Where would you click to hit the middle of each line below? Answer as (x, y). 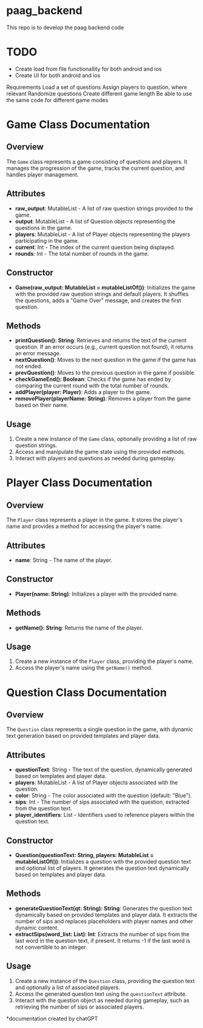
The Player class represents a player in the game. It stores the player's (95, 520)
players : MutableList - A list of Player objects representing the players (103, 234)
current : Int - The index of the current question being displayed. (95, 247)
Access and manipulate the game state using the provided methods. (100, 452)
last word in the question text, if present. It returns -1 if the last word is (103, 940)
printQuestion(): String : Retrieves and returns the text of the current (101, 341)
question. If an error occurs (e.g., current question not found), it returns (104, 347)
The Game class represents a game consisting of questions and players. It (97, 161)
